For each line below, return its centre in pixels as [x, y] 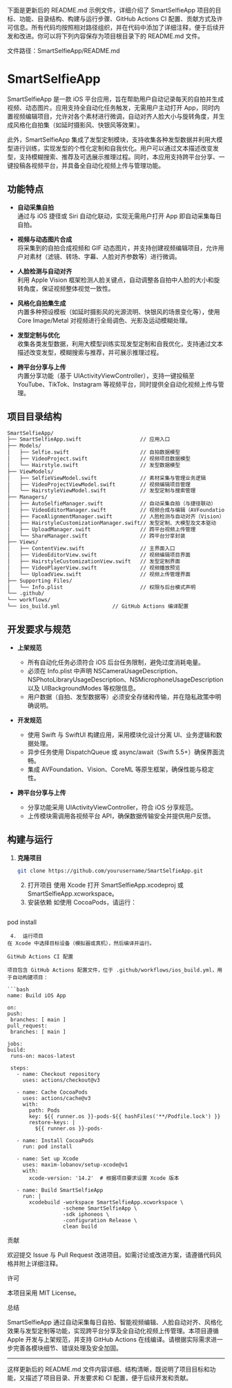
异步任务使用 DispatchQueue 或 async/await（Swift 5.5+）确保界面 [123, 752]
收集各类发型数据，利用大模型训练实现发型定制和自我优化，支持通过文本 [120, 343]
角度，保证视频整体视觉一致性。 [69, 288]
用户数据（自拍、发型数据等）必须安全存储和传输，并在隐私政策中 [121, 697]
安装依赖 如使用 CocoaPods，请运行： [82, 902]
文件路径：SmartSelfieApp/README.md [64, 51]
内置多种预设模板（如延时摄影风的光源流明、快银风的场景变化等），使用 [118, 311]
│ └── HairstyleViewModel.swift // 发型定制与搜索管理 [101, 491]
